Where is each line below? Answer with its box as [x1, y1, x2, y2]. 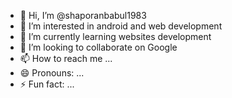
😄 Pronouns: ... [19, 67, 85, 79]
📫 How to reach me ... [19, 53, 113, 64]
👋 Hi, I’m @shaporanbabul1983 [19, 10, 147, 21]
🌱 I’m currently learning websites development [19, 31, 212, 42]
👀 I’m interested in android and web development [19, 20, 223, 32]
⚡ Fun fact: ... [19, 78, 75, 90]
